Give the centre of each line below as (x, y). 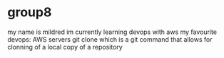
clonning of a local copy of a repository (65, 47)
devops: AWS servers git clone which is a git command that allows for (110, 39)
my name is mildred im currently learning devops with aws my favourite (112, 32)
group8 (30, 12)
